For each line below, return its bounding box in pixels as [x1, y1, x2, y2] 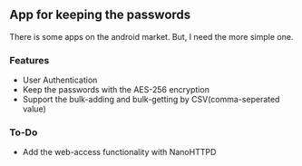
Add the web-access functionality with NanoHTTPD [22, 147, 217, 158]
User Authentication [22, 74, 98, 85]
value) [22, 103, 47, 114]
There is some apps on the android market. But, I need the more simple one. [9, 31, 294, 42]
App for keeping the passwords [9, 7, 191, 23]
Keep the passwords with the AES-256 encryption [22, 84, 210, 95]
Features [9, 54, 50, 66]
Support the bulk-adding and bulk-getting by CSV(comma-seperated [22, 94, 280, 105]
